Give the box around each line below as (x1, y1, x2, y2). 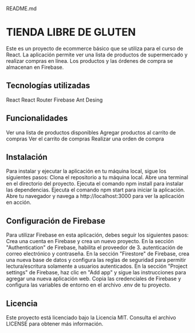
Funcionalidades (6, 113, 69, 123)
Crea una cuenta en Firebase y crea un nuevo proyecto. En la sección (6, 238, 174, 245)
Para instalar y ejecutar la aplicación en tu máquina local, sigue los (6, 167, 167, 175)
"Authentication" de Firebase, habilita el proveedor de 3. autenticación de (6, 244, 183, 251)
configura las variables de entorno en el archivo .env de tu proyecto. (6, 281, 171, 288)
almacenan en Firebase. (6, 63, 64, 70)
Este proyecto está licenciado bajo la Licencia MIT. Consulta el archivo (6, 314, 176, 321)
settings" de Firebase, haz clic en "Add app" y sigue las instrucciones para (6, 269, 186, 276)
